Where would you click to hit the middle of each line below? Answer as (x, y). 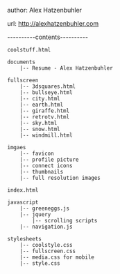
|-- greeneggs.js (45, 208)
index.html (23, 190)
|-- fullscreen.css (48, 251)
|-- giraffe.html (45, 111)
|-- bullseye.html (46, 93)
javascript (23, 202)
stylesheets (24, 239)
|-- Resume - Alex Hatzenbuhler (66, 68)
